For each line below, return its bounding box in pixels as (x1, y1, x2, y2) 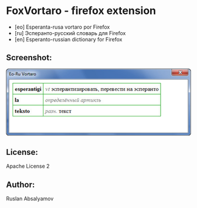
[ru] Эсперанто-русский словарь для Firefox (14, 29, 126, 36)
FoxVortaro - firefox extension (6, 4, 157, 18)
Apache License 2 (6, 162, 50, 170)
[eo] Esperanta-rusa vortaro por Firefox (14, 23, 110, 30)
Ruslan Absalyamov (6, 195, 54, 202)
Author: (6, 179, 35, 189)
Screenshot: (6, 53, 52, 63)
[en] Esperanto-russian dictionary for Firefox (14, 36, 123, 43)
